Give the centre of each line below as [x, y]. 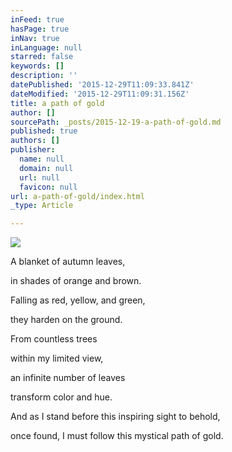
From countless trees [54, 339]
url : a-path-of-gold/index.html [77, 196]
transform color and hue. [61, 397]
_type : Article [42, 206]
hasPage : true [40, 29]
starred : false [42, 57]
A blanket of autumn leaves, [68, 262]
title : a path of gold [57, 103]
